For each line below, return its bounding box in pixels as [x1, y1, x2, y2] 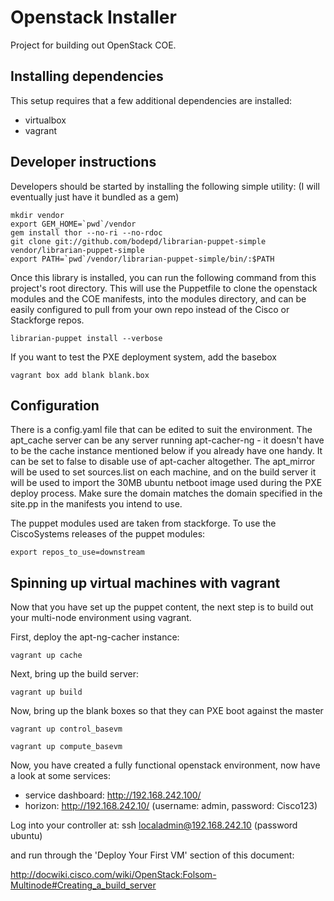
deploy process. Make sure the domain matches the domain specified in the [10, 487, 323, 500]
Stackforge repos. [10, 314, 85, 326]
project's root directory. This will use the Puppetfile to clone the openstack [10, 282, 318, 294]
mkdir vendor [10, 210, 65, 220]
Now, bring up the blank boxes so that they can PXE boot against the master [10, 705, 324, 717]
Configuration [10, 397, 100, 414]
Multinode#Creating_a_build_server [10, 879, 157, 891]
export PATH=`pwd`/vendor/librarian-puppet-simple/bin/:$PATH [10, 254, 275, 264]
